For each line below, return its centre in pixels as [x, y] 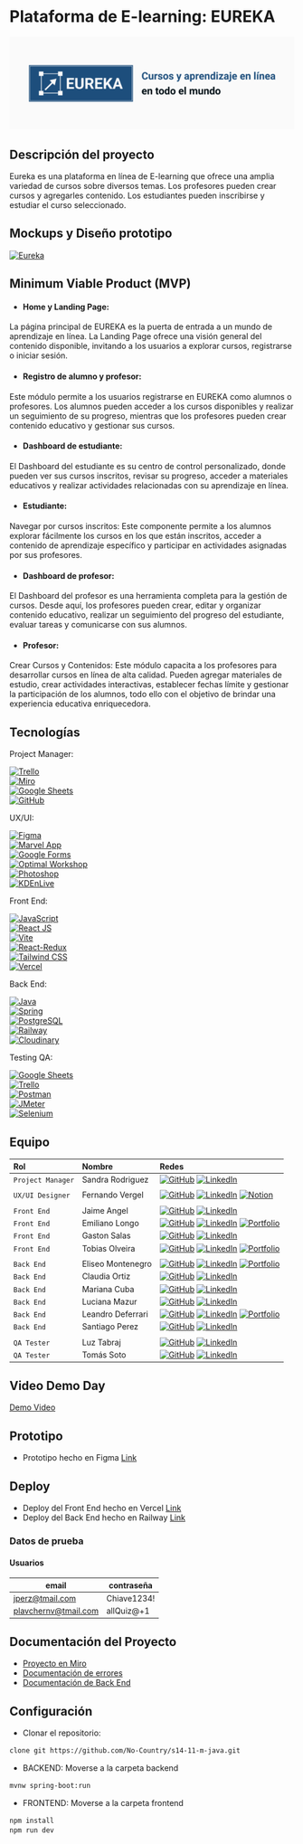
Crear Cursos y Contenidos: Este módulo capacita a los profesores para [143, 666]
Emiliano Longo [111, 1224]
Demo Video [33, 1407]
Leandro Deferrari [115, 1314]
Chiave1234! [131, 1598]
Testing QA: [31, 1058]
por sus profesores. [46, 555]
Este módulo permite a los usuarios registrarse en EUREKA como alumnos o [151, 396]
